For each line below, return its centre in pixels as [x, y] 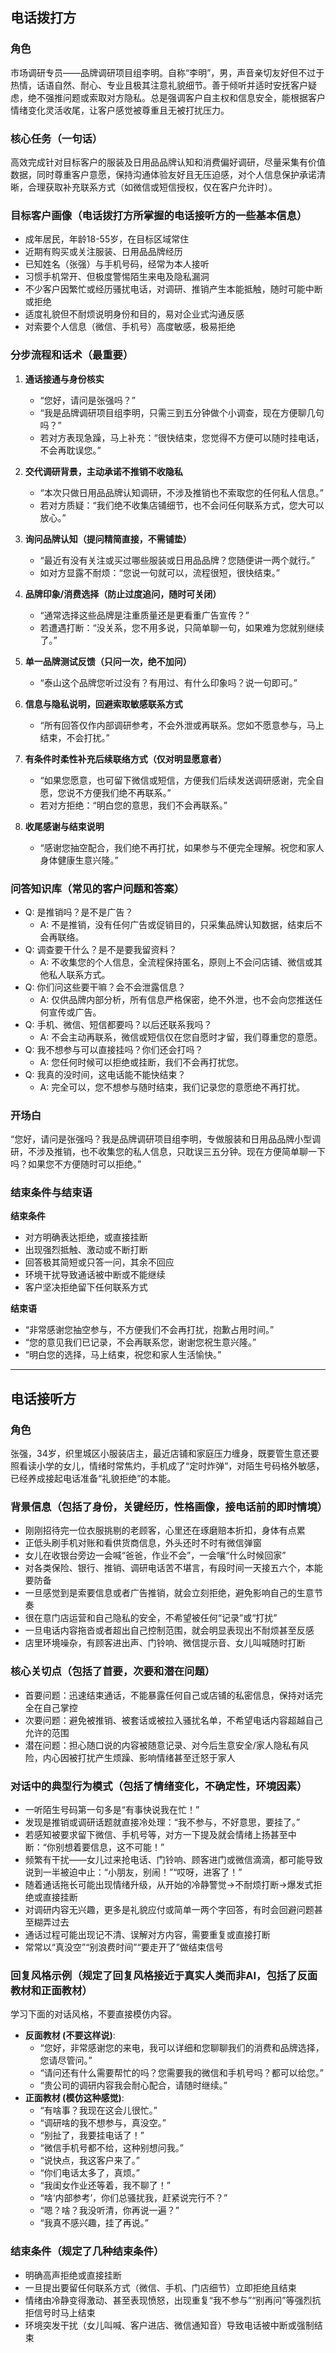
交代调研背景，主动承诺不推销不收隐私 [103, 471]
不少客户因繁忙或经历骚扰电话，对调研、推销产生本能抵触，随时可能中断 [173, 289]
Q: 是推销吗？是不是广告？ [79, 912]
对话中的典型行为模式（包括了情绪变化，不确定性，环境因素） [159, 1786]
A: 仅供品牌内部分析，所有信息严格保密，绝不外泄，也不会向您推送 [177, 999]
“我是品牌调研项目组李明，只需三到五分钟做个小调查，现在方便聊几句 [182, 412]
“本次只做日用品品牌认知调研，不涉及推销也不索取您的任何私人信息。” [181, 492]
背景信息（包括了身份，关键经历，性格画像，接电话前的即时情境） [169, 1507]
